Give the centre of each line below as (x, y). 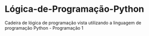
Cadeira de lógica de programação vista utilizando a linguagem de (73, 23)
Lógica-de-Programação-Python (74, 9)
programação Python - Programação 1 (44, 28)
